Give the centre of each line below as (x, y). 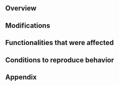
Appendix (21, 77)
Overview (21, 8)
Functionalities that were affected (59, 43)
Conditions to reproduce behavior (60, 60)
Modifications (28, 26)
